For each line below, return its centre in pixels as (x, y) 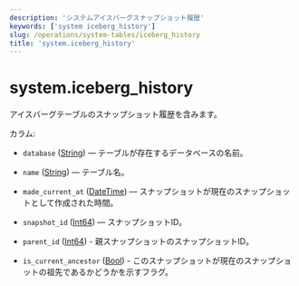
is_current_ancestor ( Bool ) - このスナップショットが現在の (133, 261)
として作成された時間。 (74, 203)
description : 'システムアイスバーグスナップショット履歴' (107, 18)
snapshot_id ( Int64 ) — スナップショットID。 (105, 222)
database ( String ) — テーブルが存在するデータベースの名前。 (135, 153)
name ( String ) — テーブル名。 (76, 173)
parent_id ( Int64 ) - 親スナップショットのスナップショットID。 (138, 242)
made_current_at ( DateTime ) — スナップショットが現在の (129, 192)
